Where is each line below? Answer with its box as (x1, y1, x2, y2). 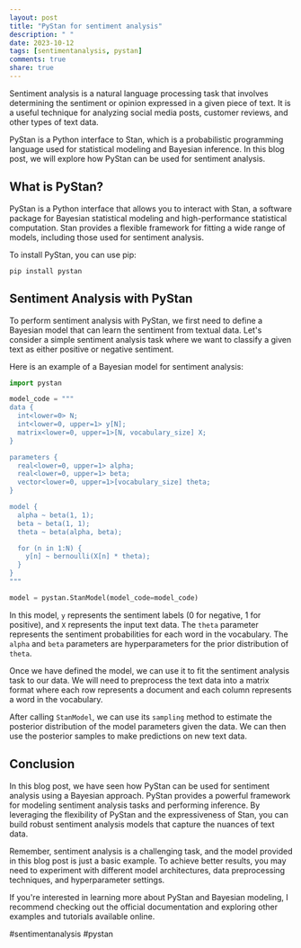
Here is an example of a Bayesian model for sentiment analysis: (9, 361, 244, 371)
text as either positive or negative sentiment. (9, 344, 174, 354)
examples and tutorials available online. (9, 910, 155, 922)
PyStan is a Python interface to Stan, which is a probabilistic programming (9, 134, 284, 145)
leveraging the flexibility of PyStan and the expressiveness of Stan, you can (9, 809, 289, 819)
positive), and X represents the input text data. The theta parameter (9, 619, 259, 630)
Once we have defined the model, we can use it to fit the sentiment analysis (9, 665, 290, 675)
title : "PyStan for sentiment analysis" (9, 22, 164, 31)
